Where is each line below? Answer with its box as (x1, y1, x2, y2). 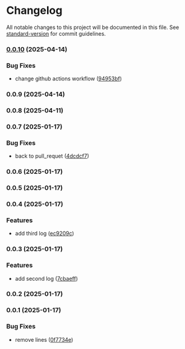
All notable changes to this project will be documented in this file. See (6, 24, 180, 31)
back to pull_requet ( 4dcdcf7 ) (14, 152, 89, 160)
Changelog (6, 4, 63, 18)
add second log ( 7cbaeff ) (14, 275, 78, 282)
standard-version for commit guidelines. (6, 30, 106, 37)
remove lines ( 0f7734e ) (14, 336, 74, 343)
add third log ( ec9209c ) (14, 230, 74, 237)
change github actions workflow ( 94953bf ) (14, 75, 122, 82)
